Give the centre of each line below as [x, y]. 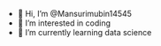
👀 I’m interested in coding [64, 23]
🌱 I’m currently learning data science [84, 32]
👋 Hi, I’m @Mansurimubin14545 [75, 14]
